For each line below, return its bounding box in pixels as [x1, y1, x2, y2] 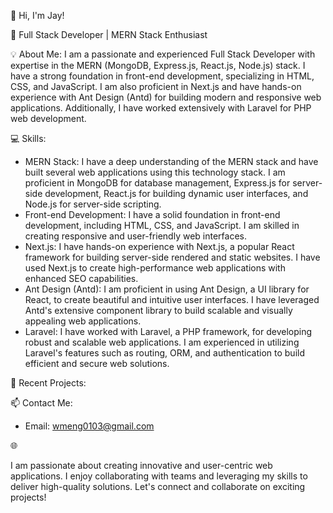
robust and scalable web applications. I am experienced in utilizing [24, 336, 300, 348]
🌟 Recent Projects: [10, 377, 87, 389]
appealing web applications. [24, 315, 142, 327]
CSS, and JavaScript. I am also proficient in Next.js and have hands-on [10, 81, 302, 92]
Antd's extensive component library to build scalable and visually [24, 305, 293, 316]
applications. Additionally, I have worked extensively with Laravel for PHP [10, 102, 312, 114]
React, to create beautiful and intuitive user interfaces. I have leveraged [24, 294, 320, 305]
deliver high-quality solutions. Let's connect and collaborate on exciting [10, 481, 306, 492]
